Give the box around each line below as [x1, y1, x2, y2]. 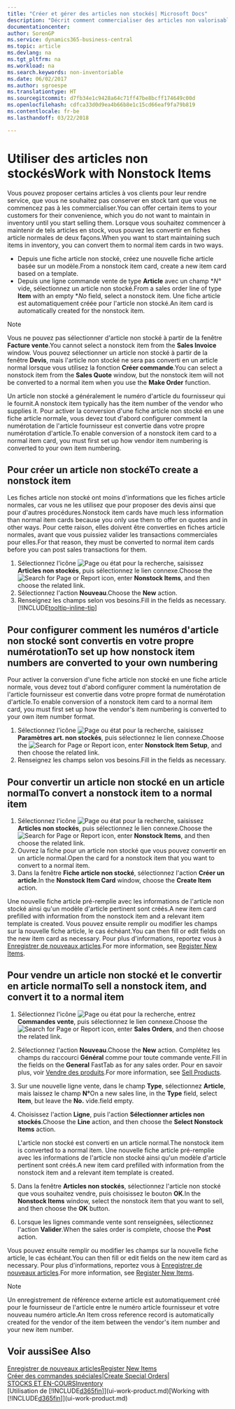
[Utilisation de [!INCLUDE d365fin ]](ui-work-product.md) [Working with [7, 1387, 210, 1395]
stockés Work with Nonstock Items [7, 165, 211, 181]
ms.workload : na [7, 62, 55, 69]
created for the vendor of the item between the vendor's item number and [7, 1317, 220, 1326]
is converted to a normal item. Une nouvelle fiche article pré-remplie [17, 1146, 215, 1154]
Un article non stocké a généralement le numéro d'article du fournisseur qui [7, 391, 226, 400]
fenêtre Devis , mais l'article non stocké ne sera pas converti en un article [7, 356, 218, 364]
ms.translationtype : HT [7, 88, 77, 95]
